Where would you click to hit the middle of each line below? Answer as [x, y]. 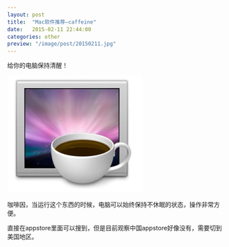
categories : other [34, 37]
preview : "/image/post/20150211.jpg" [62, 44]
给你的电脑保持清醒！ [37, 65]
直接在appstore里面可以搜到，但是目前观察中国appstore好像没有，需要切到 [114, 228]
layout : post [26, 15]
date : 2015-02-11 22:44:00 [49, 29]
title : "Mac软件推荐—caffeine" [52, 22]
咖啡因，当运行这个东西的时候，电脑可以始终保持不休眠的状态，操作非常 [110, 205]
